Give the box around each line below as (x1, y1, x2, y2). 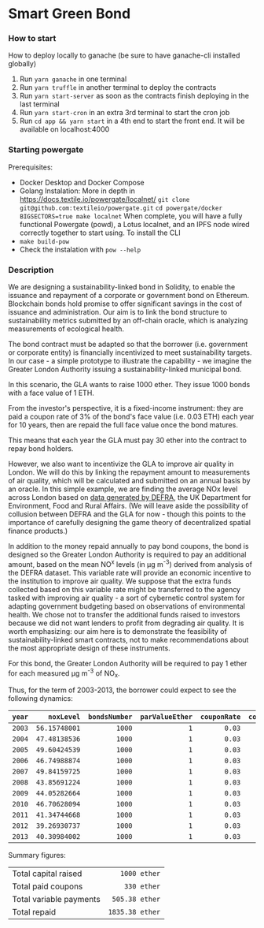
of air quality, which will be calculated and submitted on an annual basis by (8, 476, 251, 486)
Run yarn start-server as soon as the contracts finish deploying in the (19, 91, 250, 101)
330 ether (124, 882, 161, 891)
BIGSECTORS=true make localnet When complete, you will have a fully (19, 211, 243, 221)
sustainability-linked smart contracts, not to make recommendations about (8, 635, 249, 644)
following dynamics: (8, 694, 73, 703)
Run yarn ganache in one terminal (19, 74, 127, 84)
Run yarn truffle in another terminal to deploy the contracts (19, 83, 217, 92)
